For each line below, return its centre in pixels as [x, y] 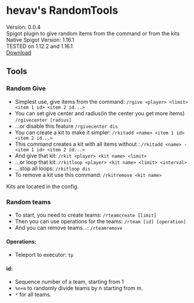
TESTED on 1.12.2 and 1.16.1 [40, 46]
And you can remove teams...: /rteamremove [69, 227]
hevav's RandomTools [62, 10]
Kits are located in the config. [43, 186]
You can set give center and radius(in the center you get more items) [100, 113]
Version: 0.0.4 [23, 27]
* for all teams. [33, 295]
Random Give [26, 89]
